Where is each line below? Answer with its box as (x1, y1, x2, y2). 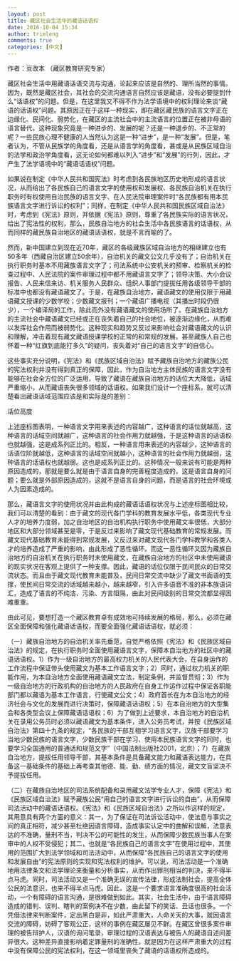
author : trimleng (7, 30, 59, 38)
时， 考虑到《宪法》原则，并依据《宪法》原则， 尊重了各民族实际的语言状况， (7, 210, 232, 218)
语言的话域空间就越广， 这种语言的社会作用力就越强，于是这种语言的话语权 (13, 431, 232, 439)
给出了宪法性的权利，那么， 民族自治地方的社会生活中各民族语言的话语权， (7, 219, 225, 227)
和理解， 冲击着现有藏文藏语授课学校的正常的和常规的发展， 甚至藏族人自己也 (7, 332, 232, 341)
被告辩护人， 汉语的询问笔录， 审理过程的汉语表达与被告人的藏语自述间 (19, 928, 225, 937)
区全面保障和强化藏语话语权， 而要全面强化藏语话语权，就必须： (7, 622, 194, 630)
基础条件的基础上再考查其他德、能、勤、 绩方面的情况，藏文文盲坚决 (26, 762, 225, 770)
